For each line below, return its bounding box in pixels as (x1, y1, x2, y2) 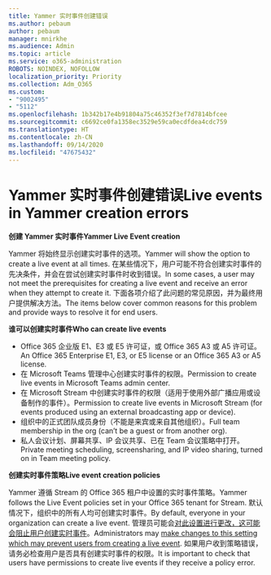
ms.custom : (8, 87, 46, 96)
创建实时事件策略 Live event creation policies (8, 470, 161, 481)
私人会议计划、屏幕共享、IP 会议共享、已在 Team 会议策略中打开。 (20, 436, 244, 446)
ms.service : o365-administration (8, 58, 122, 66)
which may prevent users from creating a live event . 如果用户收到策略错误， (8, 538, 263, 548)
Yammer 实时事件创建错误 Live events (8, 186, 263, 204)
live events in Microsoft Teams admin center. (20, 378, 171, 388)
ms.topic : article (8, 50, 71, 58)
